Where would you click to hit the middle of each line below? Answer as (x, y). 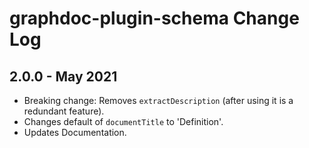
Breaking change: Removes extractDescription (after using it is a (158, 100)
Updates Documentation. (75, 132)
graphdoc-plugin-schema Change (154, 18)
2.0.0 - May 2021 (63, 76)
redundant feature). (64, 111)
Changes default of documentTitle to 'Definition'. (123, 121)
